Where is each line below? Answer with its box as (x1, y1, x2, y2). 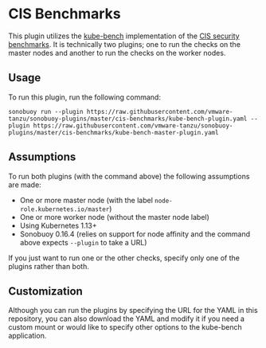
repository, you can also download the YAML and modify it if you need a (8, 314, 245, 323)
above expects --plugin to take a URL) (19, 237, 147, 247)
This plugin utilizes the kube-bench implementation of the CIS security (8, 31, 241, 41)
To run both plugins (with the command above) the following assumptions (8, 171, 250, 181)
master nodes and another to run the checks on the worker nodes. (8, 48, 226, 57)
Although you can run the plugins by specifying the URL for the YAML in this (8, 306, 258, 315)
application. (8, 331, 47, 341)
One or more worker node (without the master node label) (19, 212, 209, 221)
